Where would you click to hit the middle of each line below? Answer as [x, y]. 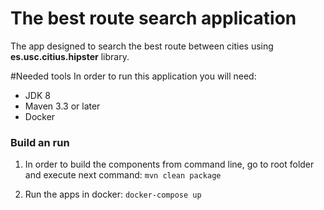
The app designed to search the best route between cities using [142, 46]
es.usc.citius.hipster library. [70, 56]
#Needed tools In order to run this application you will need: [133, 76]
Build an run [40, 142]
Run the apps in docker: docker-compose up [113, 194]
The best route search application [153, 18]
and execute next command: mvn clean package [123, 175]
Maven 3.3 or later [62, 106]
